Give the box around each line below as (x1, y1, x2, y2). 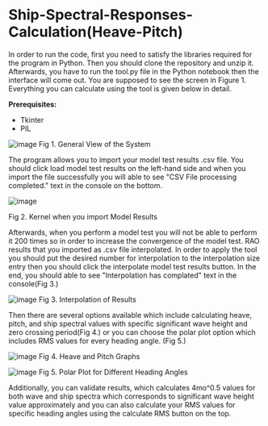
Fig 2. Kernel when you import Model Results (8, 211, 158, 221)
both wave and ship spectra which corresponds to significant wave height (8, 391, 254, 401)
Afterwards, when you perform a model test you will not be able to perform (8, 228, 258, 237)
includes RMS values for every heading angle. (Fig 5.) (8, 336, 186, 345)
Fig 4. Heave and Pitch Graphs (39, 351, 140, 361)
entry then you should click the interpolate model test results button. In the (8, 261, 257, 271)
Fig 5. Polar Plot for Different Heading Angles (39, 367, 188, 377)
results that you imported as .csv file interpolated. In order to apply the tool (8, 244, 258, 254)
